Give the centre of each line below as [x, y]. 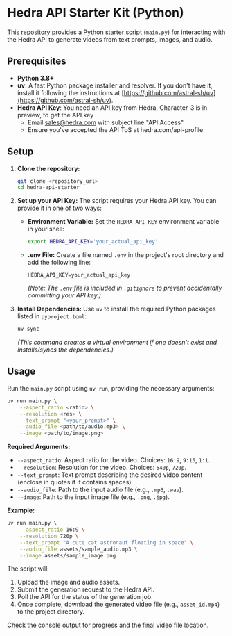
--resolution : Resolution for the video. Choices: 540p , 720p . [102, 468]
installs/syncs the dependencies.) [65, 350]
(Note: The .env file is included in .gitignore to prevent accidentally [125, 288]
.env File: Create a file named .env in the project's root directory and [125, 255]
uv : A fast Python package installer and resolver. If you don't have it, [115, 85]
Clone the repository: [48, 168]
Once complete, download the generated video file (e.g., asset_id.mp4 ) [118, 604]
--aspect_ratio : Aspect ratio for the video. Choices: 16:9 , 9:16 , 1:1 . [114, 460]
